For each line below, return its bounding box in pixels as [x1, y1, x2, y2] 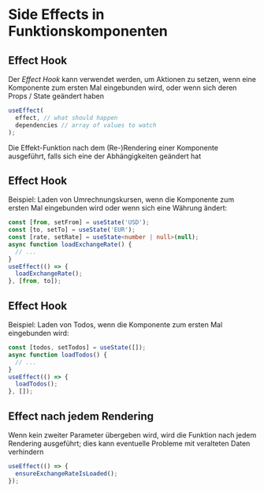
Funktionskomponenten [8, 22, 168, 40]
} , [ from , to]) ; [8, 278, 61, 285]
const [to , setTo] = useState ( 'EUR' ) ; [8, 226, 136, 234]
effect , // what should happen [15, 114, 118, 121]
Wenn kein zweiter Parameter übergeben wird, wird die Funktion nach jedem [8, 430, 257, 439]
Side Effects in [8, 6, 105, 24]
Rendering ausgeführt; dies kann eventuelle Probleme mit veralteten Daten [8, 438, 251, 448]
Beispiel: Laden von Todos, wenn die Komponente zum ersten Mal [8, 320, 223, 329]
